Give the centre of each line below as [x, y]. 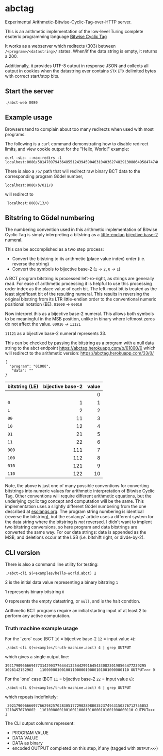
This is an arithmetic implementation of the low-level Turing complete [74, 31]
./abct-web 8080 [21, 103]
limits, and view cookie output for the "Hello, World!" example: [67, 149]
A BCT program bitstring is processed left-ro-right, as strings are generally [80, 279]
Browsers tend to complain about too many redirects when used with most [79, 129]
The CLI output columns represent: [40, 723]
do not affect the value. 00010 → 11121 [43, 324]
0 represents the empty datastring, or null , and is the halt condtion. [73, 601]
